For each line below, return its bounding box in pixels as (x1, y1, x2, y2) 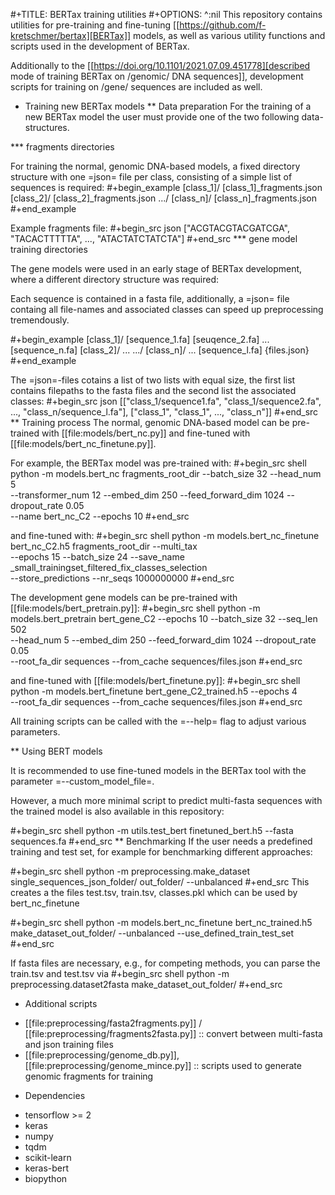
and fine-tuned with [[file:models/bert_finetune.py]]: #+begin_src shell (10, 675, 301, 686)
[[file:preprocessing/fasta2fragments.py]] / (24, 1017, 203, 1029)
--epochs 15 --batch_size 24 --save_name (10, 551, 185, 563)
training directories (10, 244, 88, 255)
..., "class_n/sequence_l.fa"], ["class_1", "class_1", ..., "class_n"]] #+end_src (10, 406, 319, 418)
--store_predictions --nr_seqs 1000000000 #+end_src (10, 572, 235, 584)
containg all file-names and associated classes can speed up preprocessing (10, 304, 324, 315)
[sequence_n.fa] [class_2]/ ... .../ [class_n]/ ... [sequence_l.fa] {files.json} (10, 344, 310, 356)
